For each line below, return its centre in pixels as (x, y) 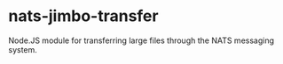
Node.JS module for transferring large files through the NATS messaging (141, 40)
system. (23, 49)
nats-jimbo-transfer (83, 16)
